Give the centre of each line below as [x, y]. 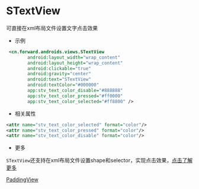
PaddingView [22, 180]
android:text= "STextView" [60, 79]
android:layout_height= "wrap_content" [75, 63]
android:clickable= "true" [60, 68]
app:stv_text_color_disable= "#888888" [75, 91]
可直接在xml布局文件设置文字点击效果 [52, 28]
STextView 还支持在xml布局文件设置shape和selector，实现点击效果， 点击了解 [99, 161]
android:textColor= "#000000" [63, 85]
